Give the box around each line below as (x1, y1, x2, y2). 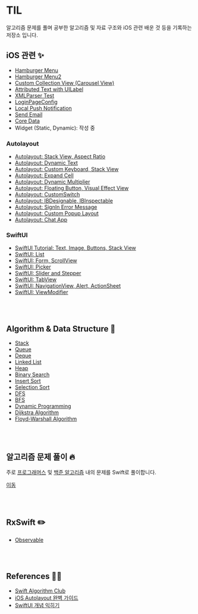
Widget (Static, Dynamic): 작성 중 (14, 124, 95, 131)
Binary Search (14, 371, 50, 378)
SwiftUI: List (14, 251, 45, 258)
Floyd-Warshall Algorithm (14, 415, 77, 423)
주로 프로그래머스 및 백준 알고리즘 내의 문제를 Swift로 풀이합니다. (6, 468, 156, 476)
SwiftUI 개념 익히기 (14, 602, 60, 609)
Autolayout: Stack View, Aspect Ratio (14, 153, 106, 160)
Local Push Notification (14, 105, 73, 112)
